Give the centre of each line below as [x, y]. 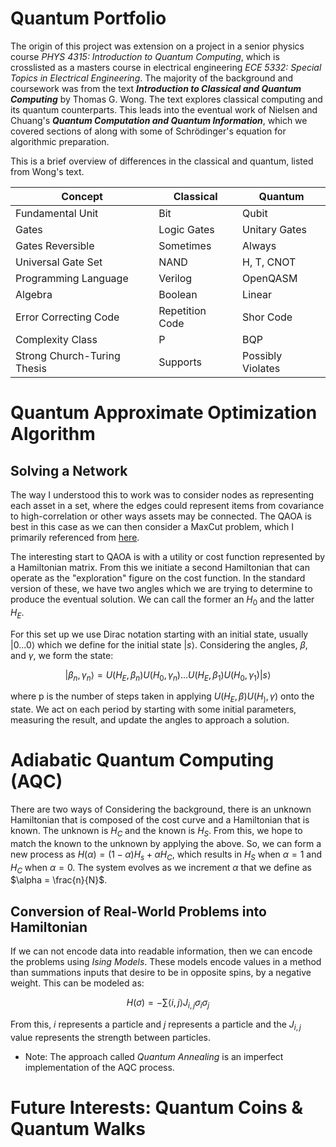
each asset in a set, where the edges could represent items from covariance [167, 505]
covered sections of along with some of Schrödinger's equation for [148, 131]
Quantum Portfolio [88, 18]
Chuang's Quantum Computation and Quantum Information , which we [159, 120]
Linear [257, 294]
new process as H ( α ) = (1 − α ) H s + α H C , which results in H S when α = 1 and [166, 855]
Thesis [31, 368]
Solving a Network [69, 470]
